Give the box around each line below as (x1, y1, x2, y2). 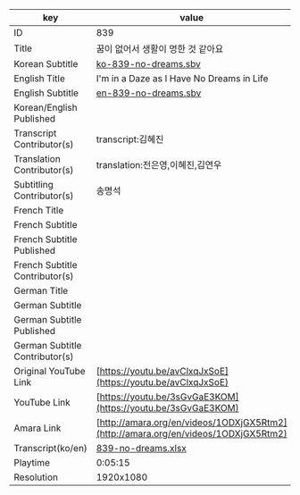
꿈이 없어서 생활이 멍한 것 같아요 (96, 43, 224, 55)
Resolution (13, 471, 58, 483)
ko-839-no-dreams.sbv (96, 58, 201, 70)
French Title (13, 205, 64, 216)
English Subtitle (13, 87, 79, 99)
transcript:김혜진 (96, 133, 164, 146)
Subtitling (13, 179, 54, 190)
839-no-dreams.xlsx (96, 442, 187, 454)
